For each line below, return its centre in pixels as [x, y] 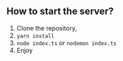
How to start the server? [60, 11]
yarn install [35, 36]
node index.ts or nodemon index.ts [66, 43]
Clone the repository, [47, 28]
